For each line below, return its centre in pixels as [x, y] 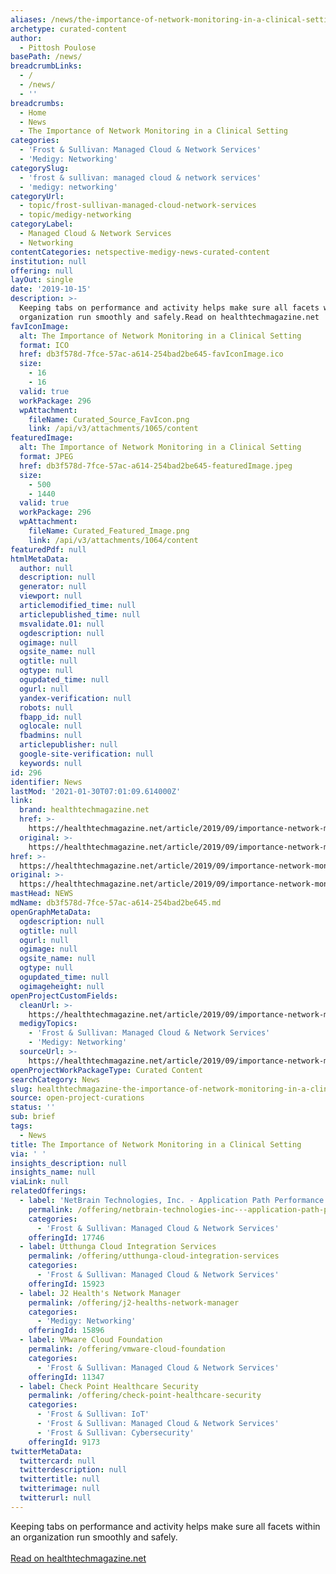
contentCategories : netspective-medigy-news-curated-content [140, 252]
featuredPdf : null [48, 549]
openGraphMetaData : [51, 912]
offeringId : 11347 [66, 1377]
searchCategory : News [55, 1079]
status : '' [33, 1107]
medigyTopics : [48, 1024]
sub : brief [33, 1117]
